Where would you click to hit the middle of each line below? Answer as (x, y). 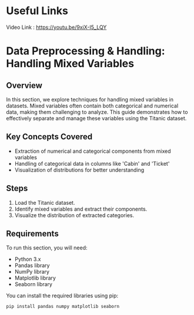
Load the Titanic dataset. (45, 202)
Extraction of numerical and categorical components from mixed (93, 151)
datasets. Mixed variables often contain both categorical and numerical (92, 106)
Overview (24, 85)
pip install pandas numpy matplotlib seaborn (63, 307)
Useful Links (37, 11)
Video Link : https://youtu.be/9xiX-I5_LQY (56, 27)
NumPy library (32, 272)
